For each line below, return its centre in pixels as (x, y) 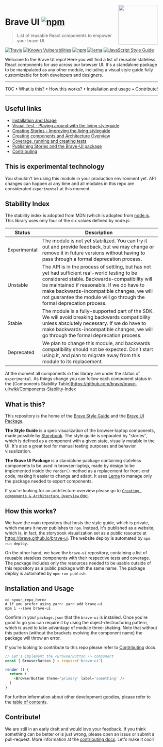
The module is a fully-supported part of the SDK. (98, 311)
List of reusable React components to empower (64, 35)
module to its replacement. (73, 362)
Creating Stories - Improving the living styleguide (61, 131)
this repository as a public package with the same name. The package (75, 568)
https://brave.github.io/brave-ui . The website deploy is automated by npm (78, 538)
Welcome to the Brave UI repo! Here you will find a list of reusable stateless (80, 59)
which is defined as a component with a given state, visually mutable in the (80, 441)
